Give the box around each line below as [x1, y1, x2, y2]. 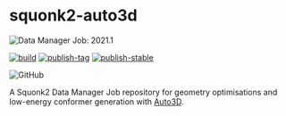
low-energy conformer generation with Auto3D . [9, 95, 184, 107]
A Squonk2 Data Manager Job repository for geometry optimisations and [9, 87, 278, 97]
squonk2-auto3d [9, 5, 138, 26]
